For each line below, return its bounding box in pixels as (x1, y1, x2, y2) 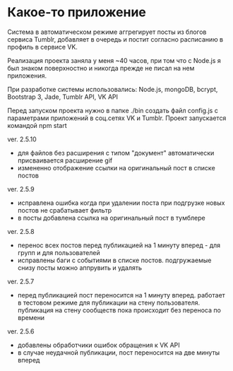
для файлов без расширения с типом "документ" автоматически (17, 148, 215, 157)
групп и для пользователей (17, 248, 100, 257)
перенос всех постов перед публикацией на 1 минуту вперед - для (17, 241, 221, 249)
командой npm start (7, 121, 67, 129)
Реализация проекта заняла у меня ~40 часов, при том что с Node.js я (7, 56, 221, 64)
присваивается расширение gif (17, 156, 113, 165)
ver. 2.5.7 (7, 277, 35, 285)
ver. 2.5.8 (7, 227, 35, 235)
